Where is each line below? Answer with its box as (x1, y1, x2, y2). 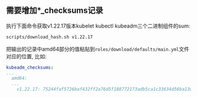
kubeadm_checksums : (6, 64, 54, 71)
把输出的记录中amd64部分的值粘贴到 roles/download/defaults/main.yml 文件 (6, 45, 189, 52)
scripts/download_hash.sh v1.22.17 (6, 34, 93, 40)
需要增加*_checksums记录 (6, 5, 104, 16)
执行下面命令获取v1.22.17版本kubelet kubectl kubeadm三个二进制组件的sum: (6, 22, 191, 29)
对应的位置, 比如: (6, 52, 47, 60)
